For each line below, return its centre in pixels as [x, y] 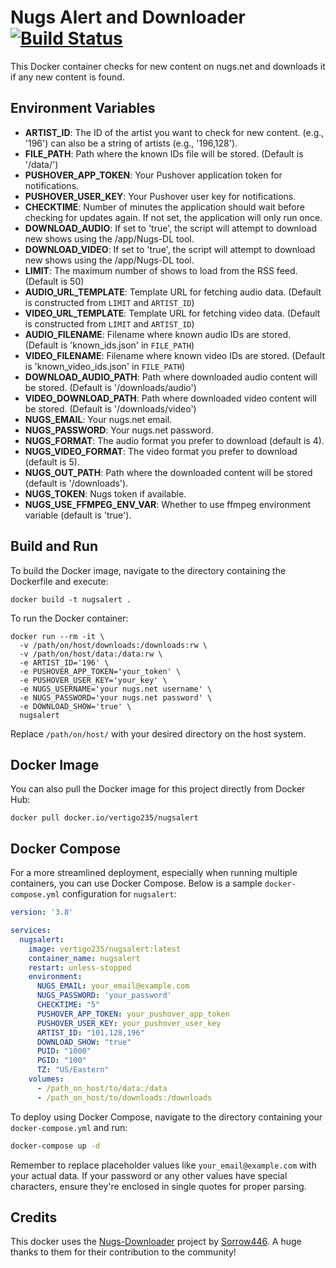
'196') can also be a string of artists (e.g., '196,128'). [131, 143]
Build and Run [54, 546]
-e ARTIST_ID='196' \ [64, 662]
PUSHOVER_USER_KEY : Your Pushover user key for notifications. [160, 196]
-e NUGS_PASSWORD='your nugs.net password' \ [116, 697]
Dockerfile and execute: [59, 581]
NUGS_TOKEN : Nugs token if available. [105, 493]
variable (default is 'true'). [78, 515]
